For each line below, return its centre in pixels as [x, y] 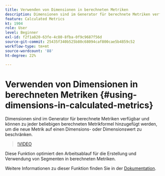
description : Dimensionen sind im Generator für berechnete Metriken [78, 14]
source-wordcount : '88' [29, 51]
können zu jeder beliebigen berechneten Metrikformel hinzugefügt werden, [81, 124]
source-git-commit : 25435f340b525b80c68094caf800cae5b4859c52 [70, 42]
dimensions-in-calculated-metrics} [79, 105]
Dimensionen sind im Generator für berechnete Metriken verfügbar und [77, 119]
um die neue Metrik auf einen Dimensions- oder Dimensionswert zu [73, 129]
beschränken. [19, 135]
